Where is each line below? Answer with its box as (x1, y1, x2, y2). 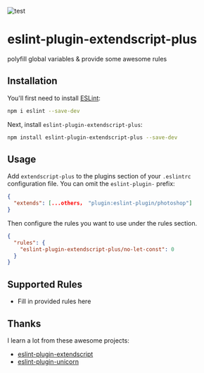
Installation (7, 75, 58, 87)
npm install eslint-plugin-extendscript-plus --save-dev (7, 134, 178, 141)
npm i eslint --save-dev (7, 107, 80, 114)
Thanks (7, 317, 42, 329)
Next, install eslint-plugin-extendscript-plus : (7, 120, 143, 128)
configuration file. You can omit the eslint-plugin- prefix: (7, 180, 175, 188)
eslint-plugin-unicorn (17, 357, 79, 366)
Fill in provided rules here (17, 297, 91, 306)
